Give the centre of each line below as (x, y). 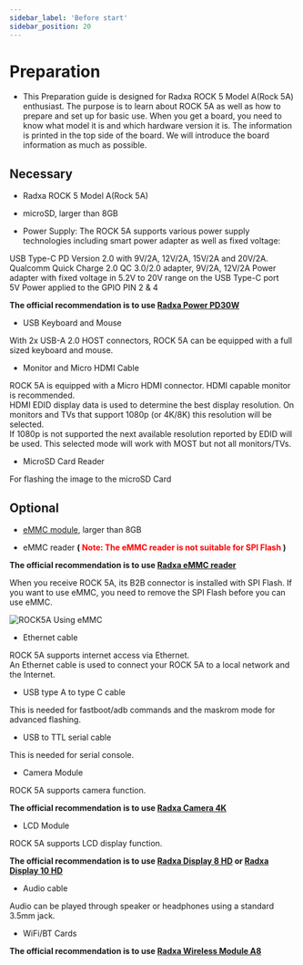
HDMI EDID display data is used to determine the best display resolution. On (152, 405)
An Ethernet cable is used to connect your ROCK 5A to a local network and (150, 665)
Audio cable (45, 888)
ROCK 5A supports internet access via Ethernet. (100, 655)
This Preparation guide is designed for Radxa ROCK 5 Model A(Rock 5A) (158, 97)
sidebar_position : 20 (50, 26)
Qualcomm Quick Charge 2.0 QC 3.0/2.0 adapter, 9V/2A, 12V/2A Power (143, 268)
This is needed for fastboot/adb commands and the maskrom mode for (142, 710)
